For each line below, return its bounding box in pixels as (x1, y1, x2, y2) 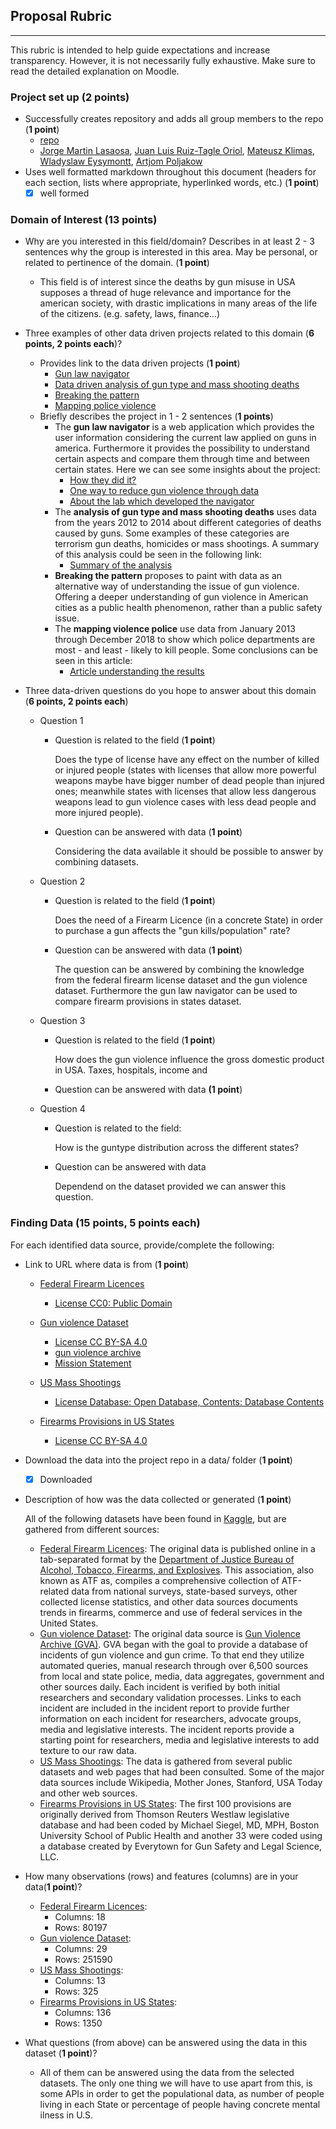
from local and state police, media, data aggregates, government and (39, 1670, 325, 1682)
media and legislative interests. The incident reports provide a (39, 1723, 295, 1735)
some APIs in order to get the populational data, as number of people (39, 2087, 325, 2099)
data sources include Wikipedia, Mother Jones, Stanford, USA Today (39, 1776, 323, 1788)
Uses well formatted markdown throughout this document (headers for (24, 166, 317, 178)
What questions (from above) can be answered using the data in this (24, 2036, 308, 2048)
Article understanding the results (69, 665, 205, 678)
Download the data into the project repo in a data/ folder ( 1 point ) (24, 1454, 293, 1466)
